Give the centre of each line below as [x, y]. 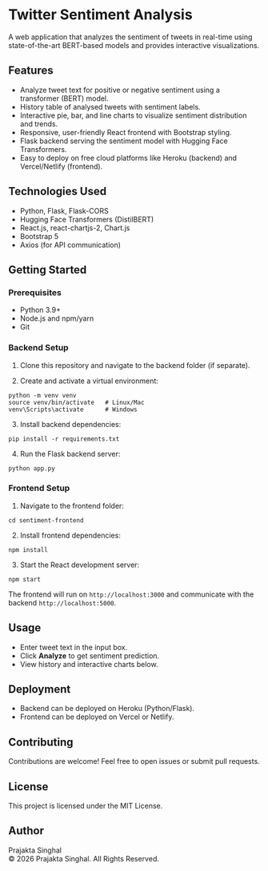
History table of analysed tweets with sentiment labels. [110, 106]
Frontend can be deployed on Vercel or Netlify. [97, 717]
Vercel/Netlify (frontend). [61, 166]
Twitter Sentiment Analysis [101, 15]
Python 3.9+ [40, 310]
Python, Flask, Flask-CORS [64, 210]
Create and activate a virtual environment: [89, 381]
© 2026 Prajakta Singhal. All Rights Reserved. [84, 858]
